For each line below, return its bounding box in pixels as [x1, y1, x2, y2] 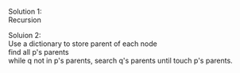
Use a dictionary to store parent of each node [8, 39, 157, 48]
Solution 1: [8, 7, 42, 16]
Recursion [8, 15, 41, 25]
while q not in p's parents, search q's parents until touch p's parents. [8, 56, 233, 65]
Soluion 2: [8, 31, 41, 40]
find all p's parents [8, 48, 69, 56]
